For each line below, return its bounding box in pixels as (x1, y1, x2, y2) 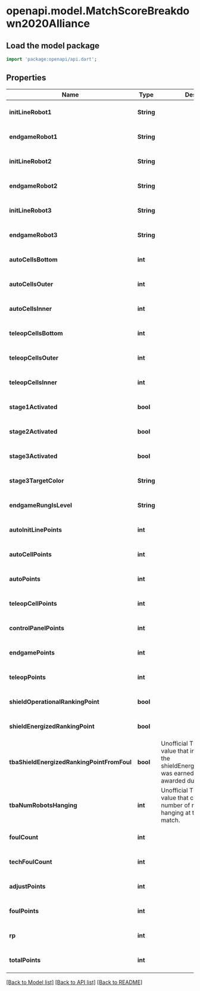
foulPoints (9, 906, 39, 915)
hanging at (161, 808, 191, 817)
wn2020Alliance (6, 17, 90, 30)
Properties (6, 73, 46, 83)
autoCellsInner (9, 304, 52, 313)
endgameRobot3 (9, 230, 58, 239)
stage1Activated (9, 403, 58, 411)
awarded (161, 776, 186, 784)
